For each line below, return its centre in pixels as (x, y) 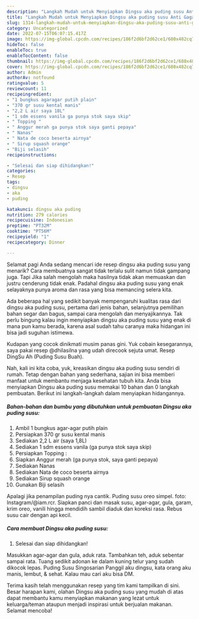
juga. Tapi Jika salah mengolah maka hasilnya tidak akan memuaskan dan (96, 277)
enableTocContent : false (37, 56)
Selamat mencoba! (30, 610)
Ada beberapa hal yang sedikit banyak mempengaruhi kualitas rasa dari (94, 301)
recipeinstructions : (32, 155)
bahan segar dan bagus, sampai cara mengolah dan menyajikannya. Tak (94, 313)
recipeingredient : (29, 94)
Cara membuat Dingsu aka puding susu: (58, 528)
